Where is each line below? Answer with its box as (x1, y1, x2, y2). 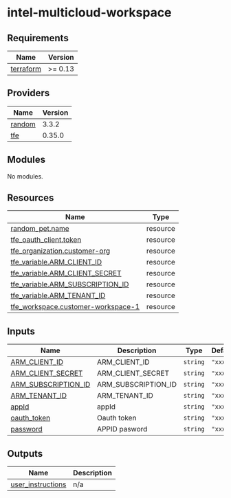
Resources (7, 192, 54, 204)
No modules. (7, 172, 43, 180)
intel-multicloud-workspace (7, 5, 172, 21)
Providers (7, 87, 50, 99)
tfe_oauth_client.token (10, 235, 82, 245)
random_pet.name (10, 224, 70, 234)
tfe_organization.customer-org (10, 246, 111, 256)
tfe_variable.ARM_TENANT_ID (10, 291, 106, 300)
